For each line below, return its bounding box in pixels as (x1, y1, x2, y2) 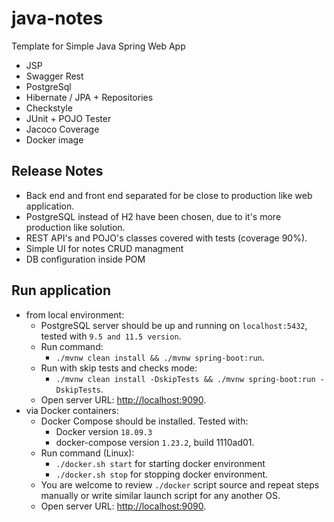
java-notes (11, 7, 104, 30)
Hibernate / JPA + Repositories (25, 91, 154, 103)
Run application (11, 282, 112, 299)
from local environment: (25, 308, 125, 321)
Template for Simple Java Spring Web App (11, 40, 186, 52)
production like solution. (25, 221, 126, 233)
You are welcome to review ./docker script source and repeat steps (40, 478, 320, 491)
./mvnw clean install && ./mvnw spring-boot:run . (55, 351, 265, 363)
